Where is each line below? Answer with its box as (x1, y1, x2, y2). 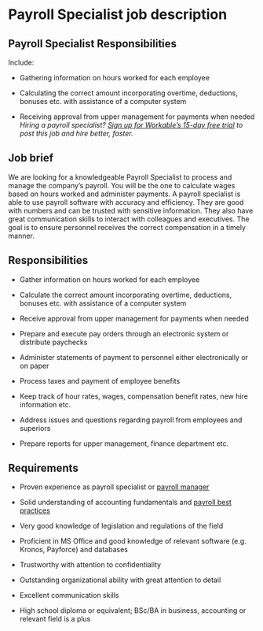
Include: (8, 58, 35, 67)
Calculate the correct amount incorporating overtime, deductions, (19, 290, 232, 299)
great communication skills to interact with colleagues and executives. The (8, 214, 250, 224)
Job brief (8, 151, 53, 165)
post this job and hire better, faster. (19, 128, 133, 138)
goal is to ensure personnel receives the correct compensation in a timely (8, 222, 246, 232)
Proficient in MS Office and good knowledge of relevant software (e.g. (19, 536, 247, 546)
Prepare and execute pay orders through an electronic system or (19, 328, 229, 338)
